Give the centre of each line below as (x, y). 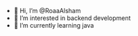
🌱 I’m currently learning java (54, 25)
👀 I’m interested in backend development (72, 18)
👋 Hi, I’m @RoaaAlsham (47, 11)
